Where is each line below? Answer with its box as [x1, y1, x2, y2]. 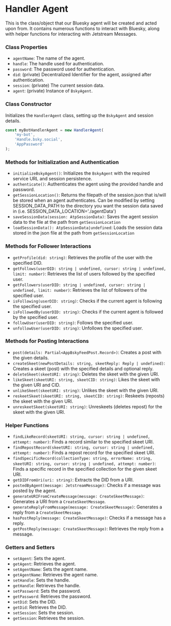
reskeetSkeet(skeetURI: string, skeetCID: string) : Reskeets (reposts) [12, 392, 165, 399]
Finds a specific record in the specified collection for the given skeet [12, 466, 157, 472]
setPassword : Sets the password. [12, 588, 81, 594]
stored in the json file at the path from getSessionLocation [12, 230, 135, 236]
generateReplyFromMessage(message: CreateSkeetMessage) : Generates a [12, 504, 162, 510]
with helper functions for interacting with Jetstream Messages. [5, 31, 137, 37]
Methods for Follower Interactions [5, 243, 91, 250]
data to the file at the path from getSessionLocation [12, 219, 121, 225]
